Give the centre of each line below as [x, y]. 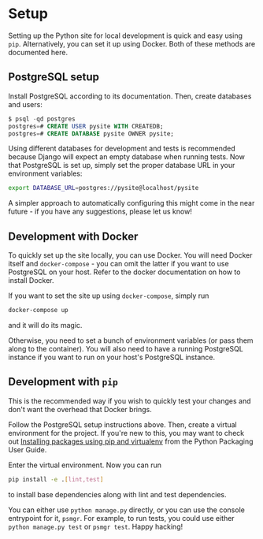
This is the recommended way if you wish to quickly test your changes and [130, 401]
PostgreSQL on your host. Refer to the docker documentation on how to [124, 272]
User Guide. [28, 449]
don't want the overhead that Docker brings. [80, 409]
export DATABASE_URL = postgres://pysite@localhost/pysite [104, 188]
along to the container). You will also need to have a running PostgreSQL [126, 348]
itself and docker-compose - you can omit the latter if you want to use [119, 264]
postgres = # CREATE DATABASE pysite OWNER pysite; [91, 134]
